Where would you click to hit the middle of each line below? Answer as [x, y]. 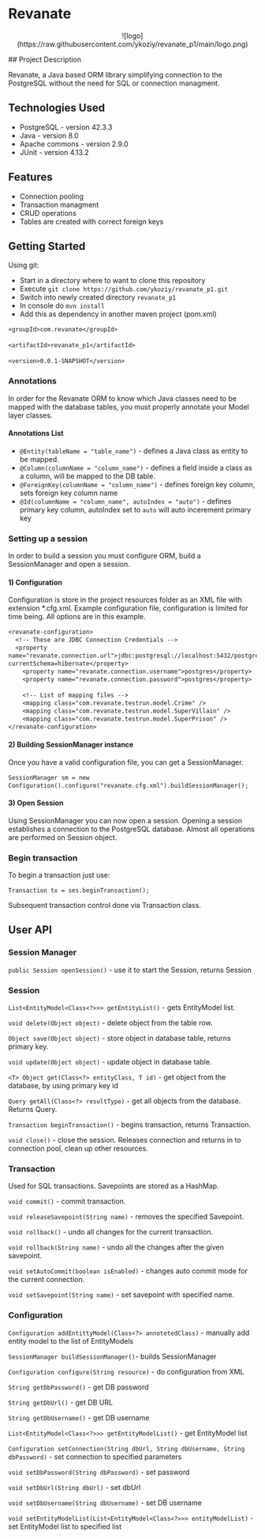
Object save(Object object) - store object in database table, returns [119, 1038]
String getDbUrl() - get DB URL [60, 1402]
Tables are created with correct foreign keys [91, 221]
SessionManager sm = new [49, 777]
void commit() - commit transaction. [67, 1201]
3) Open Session [36, 803]
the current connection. [47, 1280]
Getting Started [47, 246]
